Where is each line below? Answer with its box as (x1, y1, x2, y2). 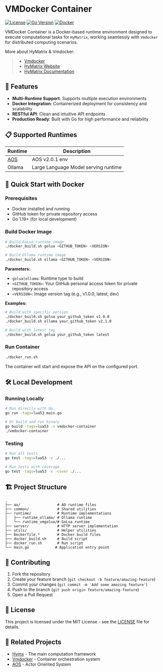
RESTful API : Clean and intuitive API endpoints (12, 111, 106, 117)
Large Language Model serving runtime (32, 164, 122, 171)
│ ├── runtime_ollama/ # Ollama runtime (5, 515, 92, 520)
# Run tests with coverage (5, 464, 60, 469)
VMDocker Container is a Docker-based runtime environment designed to (5, 29, 152, 35)
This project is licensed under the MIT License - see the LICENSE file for (5, 619, 149, 624)
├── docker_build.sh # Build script (5, 536, 88, 542)
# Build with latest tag (5, 327, 55, 333)
